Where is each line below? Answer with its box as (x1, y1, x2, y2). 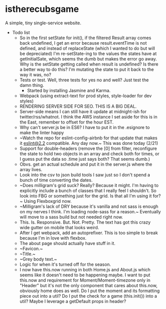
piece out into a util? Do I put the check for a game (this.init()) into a (19, 293, 157, 299)
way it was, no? (19, 71, 51, 77)
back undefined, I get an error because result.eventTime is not (19, 40, 147, 46)
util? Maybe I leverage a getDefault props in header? (19, 298, 126, 304)
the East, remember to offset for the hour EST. (19, 119, 114, 125)
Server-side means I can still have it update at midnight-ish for (19, 108, 147, 115)
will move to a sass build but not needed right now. (19, 214, 124, 220)
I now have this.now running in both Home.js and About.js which (19, 266, 151, 272)
